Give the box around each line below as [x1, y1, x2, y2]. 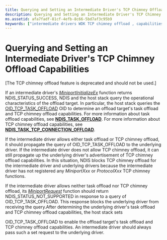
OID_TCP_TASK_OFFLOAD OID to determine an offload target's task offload [5, 105, 159, 112]
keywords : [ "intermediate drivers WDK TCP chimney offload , [5, 21, 135, 26]
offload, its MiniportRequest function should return [5, 188, 109, 194]
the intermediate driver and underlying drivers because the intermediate [5, 162, 153, 169]
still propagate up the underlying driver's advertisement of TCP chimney [5, 152, 153, 158]
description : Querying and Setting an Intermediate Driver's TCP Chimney [5, 12, 162, 17]
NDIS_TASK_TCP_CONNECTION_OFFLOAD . [5, 127, 95, 133]
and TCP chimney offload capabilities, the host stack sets [5, 209, 123, 215]
